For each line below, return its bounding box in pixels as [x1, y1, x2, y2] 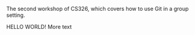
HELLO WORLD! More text [6, 24, 72, 30]
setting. [6, 11, 26, 19]
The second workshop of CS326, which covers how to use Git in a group [6, 5, 189, 12]
